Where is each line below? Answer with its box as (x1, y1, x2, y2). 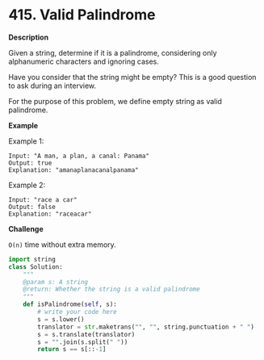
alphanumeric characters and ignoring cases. (8, 57, 159, 66)
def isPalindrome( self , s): (23, 300, 117, 308)
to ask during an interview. (8, 81, 97, 90)
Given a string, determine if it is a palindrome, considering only (8, 48, 217, 57)
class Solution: (8, 262, 63, 271)
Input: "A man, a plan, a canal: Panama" (8, 152, 150, 160)
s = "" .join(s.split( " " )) (37, 337, 128, 346)
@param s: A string (23, 278, 89, 286)
